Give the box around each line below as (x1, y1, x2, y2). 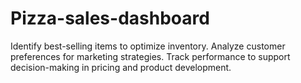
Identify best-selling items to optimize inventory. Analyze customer (10, 40, 286, 52)
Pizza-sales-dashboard (10, 7, 210, 30)
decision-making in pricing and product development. (10, 61, 232, 73)
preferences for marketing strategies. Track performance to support (10, 50, 291, 62)
